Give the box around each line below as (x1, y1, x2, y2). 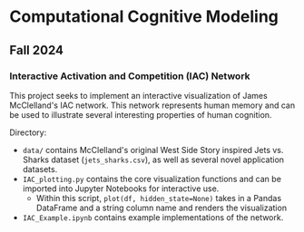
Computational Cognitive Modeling (9, 6, 279, 27)
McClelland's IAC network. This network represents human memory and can (9, 100, 296, 111)
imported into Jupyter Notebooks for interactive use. (22, 183, 220, 194)
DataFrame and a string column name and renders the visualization (35, 202, 288, 213)
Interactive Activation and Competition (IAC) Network (9, 70, 251, 82)
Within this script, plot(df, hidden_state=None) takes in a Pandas (35, 192, 282, 203)
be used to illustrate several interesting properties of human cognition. (9, 109, 272, 120)
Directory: (9, 127, 47, 138)
